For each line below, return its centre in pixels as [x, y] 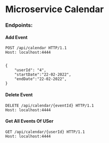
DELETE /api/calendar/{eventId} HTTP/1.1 [50, 105]
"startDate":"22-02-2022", [43, 75]
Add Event [16, 37]
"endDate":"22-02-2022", [41, 79]
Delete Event [19, 94]
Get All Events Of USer [29, 121]
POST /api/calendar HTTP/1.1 [36, 48]
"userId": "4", [30, 70]
